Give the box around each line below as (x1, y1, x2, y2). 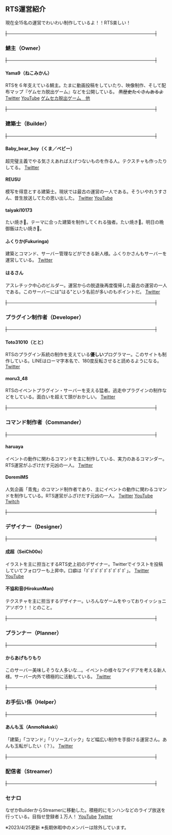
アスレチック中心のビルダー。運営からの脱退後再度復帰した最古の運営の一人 (5, 282, 167, 288)
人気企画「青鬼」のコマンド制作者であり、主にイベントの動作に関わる (5, 486, 154, 492)
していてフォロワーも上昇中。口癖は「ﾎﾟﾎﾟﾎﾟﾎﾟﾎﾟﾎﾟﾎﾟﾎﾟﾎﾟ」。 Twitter (5, 567, 149, 573)
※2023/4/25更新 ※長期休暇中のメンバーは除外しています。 (5, 824, 129, 831)
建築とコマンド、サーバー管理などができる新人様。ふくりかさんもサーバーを (5, 251, 167, 257)
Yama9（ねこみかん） (5, 70, 52, 76)
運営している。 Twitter (5, 257, 53, 263)
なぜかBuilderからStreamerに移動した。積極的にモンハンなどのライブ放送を (5, 807, 166, 813)
